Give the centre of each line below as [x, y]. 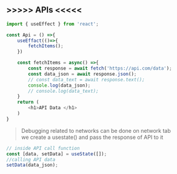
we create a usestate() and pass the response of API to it [92, 137]
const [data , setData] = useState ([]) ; [57, 154]
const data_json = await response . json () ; [82, 74]
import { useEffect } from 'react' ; [52, 24]
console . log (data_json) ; [59, 85]
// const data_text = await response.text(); [87, 79]
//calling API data [31, 159]
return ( [28, 102]
